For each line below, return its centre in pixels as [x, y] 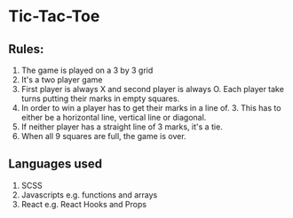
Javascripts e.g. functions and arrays [89, 195]
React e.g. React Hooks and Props [84, 204]
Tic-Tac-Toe [54, 16]
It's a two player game [62, 80]
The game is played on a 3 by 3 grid [87, 70]
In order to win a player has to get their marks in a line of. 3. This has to [151, 108]
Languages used [55, 164]
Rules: [26, 49]
